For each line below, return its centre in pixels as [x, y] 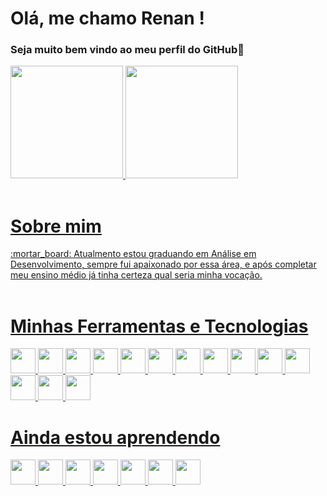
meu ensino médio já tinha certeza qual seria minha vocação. [136, 275]
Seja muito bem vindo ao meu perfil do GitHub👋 [127, 50]
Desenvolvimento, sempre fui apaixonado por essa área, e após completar [163, 264]
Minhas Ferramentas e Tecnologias [159, 326]
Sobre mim [56, 226]
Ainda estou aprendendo [115, 437]
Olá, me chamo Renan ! [107, 18]
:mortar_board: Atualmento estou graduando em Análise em [133, 254]
